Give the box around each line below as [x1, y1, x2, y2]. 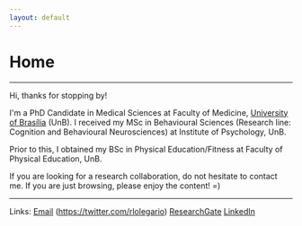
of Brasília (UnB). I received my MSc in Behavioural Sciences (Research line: [9, 117, 292, 127]
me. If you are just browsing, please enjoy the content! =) [9, 180, 221, 191]
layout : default [9, 13, 70, 22]
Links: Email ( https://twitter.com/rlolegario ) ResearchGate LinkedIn [9, 205, 256, 216]
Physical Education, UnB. [9, 153, 102, 164]
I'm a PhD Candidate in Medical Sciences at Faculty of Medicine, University [9, 107, 289, 117]
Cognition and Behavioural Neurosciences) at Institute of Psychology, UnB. [9, 126, 287, 137]
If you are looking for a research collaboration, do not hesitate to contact [9, 170, 278, 181]
